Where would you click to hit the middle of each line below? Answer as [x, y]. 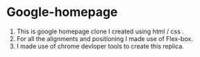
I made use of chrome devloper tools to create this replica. [100, 46]
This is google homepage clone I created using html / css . [100, 31]
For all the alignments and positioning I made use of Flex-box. [105, 38]
